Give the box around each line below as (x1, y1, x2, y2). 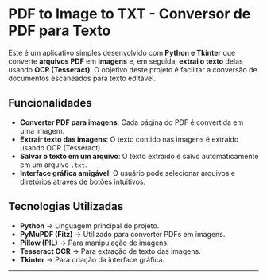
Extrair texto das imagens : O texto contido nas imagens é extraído (19, 134, 239, 144)
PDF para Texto (8, 21, 111, 40)
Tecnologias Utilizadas (8, 200, 124, 213)
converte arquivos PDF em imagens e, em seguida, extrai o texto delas (8, 56, 244, 66)
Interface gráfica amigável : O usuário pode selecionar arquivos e (19, 168, 236, 177)
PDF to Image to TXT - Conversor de (8, 5, 251, 23)
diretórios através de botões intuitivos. (19, 177, 146, 186)
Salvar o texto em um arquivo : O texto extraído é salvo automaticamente (19, 151, 259, 161)
